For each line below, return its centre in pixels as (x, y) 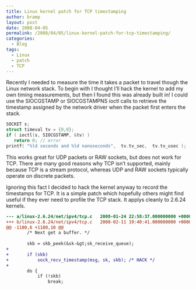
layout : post (22, 22)
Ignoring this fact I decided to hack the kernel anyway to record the (87, 187)
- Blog (19, 44)
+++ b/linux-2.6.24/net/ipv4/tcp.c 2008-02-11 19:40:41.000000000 (91, 222)
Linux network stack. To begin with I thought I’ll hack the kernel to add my (95, 89)
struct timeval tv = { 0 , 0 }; (40, 130)
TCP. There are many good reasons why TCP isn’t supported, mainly (88, 163)
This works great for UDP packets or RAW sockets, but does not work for (94, 157)
